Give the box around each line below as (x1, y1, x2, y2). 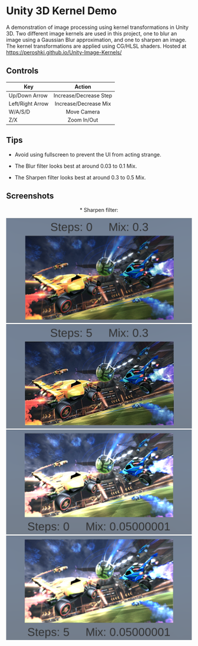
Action (74, 83, 91, 90)
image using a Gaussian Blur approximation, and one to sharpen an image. (6, 36, 187, 43)
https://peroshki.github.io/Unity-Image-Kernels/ (6, 48, 122, 56)
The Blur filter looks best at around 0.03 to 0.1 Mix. (14, 162, 137, 169)
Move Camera (65, 108, 100, 115)
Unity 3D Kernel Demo (6, 4, 117, 18)
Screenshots (6, 191, 54, 201)
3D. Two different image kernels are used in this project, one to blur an (6, 30, 177, 37)
